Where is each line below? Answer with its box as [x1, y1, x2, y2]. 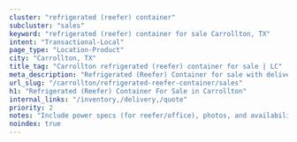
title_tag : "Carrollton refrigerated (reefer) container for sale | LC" [9, 63, 283, 71]
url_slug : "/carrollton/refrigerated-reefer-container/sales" [9, 78, 243, 87]
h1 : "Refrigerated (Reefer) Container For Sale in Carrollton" [9, 86, 247, 95]
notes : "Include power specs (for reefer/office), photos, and [9, 111, 247, 120]
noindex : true [9, 120, 62, 129]
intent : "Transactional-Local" [9, 37, 125, 47]
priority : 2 [9, 103, 53, 112]
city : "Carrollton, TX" [9, 54, 97, 63]
